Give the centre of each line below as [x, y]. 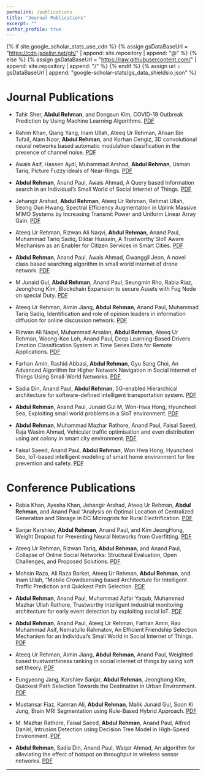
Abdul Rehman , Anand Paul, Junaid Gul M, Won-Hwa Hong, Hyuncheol [105, 407]
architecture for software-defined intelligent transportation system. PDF [106, 395]
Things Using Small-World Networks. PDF [68, 377]
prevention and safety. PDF [50, 463]
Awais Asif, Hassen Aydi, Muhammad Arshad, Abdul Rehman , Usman [103, 164]
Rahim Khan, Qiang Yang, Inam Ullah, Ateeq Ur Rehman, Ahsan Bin [99, 133]
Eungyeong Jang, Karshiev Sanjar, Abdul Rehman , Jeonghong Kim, [101, 680]
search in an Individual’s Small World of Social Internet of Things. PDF [103, 189]
